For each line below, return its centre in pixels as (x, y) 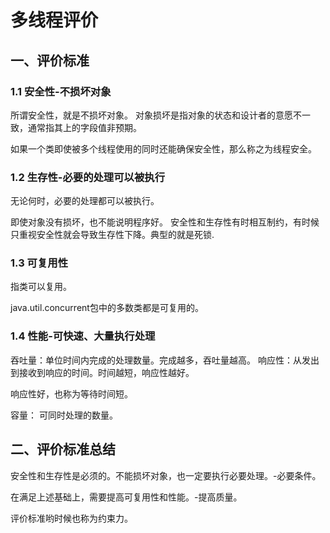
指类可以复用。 (41, 287)
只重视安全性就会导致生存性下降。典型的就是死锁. (112, 235)
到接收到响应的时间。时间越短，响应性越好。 (102, 372)
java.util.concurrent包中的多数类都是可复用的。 (107, 308)
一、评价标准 (50, 60)
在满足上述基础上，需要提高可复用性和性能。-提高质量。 (126, 497)
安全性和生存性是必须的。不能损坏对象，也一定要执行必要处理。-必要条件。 (166, 475)
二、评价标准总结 (63, 449)
